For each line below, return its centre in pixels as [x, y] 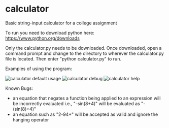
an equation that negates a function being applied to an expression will [87, 98]
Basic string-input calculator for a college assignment [61, 23]
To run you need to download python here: [50, 33]
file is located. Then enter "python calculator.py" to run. [63, 58]
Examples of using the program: [39, 69]
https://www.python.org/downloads [43, 38]
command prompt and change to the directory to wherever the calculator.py [84, 53]
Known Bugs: [19, 88]
